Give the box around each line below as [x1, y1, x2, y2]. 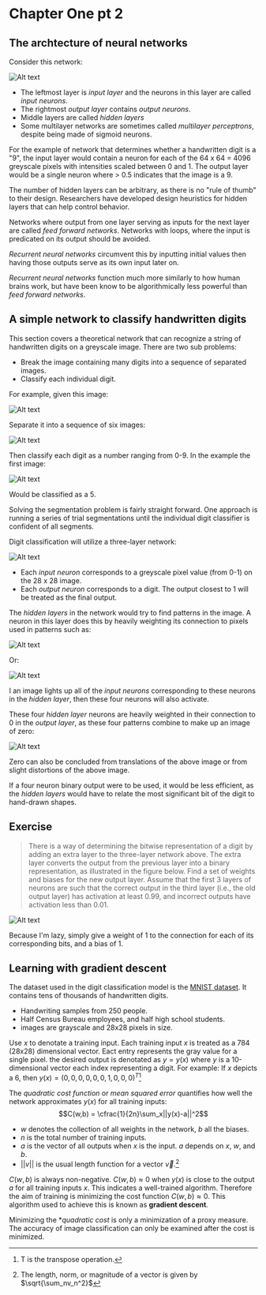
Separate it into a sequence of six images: [9, 420, 146, 429]
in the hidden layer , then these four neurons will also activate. [9, 694, 210, 703]
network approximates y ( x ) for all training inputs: [9, 1097, 167, 1106]
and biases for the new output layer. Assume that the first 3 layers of [28, 874, 252, 884]
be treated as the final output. [20, 593, 118, 602]
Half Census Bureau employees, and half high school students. [20, 1015, 226, 1024]
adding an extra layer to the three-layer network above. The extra [28, 849, 242, 859]
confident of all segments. [9, 522, 94, 531]
